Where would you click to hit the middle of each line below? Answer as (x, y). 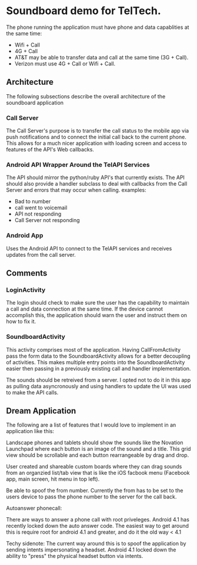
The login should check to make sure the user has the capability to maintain (98, 303)
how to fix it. (21, 322)
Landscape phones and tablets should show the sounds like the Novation (95, 442)
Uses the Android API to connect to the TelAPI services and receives (89, 248)
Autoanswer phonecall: (34, 508)
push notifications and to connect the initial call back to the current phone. (96, 137)
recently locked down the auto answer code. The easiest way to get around (98, 526)
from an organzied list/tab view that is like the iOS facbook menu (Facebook (98, 473)
